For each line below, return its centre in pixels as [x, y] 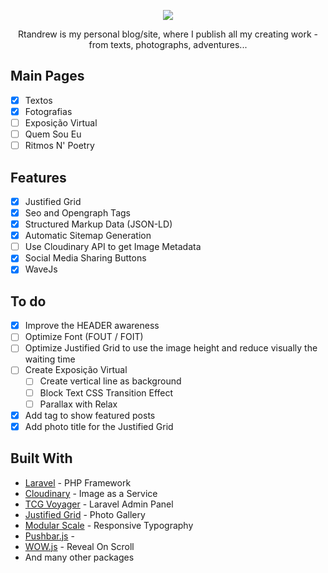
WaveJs [41, 269]
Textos [38, 100]
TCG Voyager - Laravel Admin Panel [99, 504]
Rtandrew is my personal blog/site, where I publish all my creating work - [168, 34]
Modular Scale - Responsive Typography [109, 525]
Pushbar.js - [49, 536]
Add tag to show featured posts [90, 415]
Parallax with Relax [78, 404]
